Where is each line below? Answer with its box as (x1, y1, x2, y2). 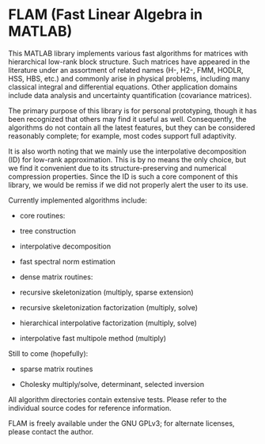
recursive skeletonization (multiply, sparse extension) (19, 287, 194, 297)
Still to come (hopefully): (8, 348, 89, 358)
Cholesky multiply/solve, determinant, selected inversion (19, 379, 204, 389)
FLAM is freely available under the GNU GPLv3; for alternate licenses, (8, 418, 235, 428)
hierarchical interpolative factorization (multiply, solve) (19, 318, 198, 328)
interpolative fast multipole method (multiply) (19, 333, 167, 343)
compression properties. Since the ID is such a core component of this (8, 172, 239, 181)
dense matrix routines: (19, 271, 93, 282)
